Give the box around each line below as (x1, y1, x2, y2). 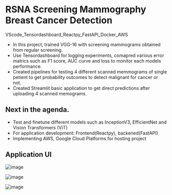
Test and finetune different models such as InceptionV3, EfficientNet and (12, 119, 167, 125)
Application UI (5, 150, 52, 159)
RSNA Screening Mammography (5, 4, 146, 15)
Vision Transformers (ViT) (12, 124, 68, 130)
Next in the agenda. (5, 105, 69, 114)
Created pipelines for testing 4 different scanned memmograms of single (12, 68, 167, 75)
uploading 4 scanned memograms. (12, 90, 87, 96)
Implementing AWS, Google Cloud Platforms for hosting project (12, 135, 147, 142)
